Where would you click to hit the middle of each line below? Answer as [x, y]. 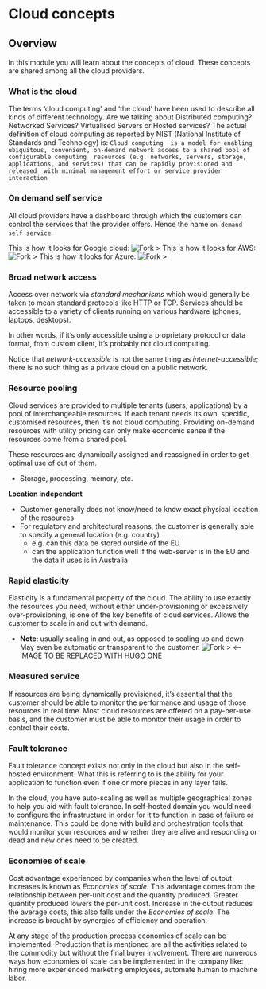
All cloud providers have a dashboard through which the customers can [125, 215]
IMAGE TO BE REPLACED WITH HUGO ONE [91, 656]
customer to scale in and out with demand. [78, 623]
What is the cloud [43, 91]
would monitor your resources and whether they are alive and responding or [133, 832]
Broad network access [53, 277]
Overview [33, 43]
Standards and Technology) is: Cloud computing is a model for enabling [130, 143]
